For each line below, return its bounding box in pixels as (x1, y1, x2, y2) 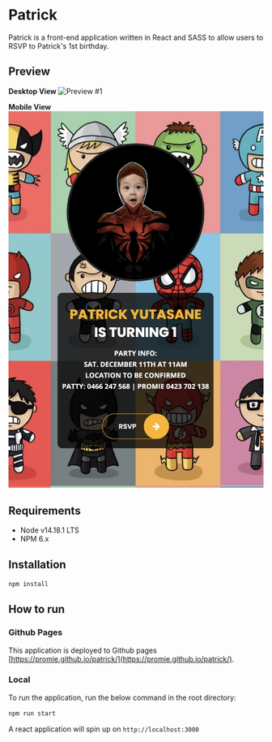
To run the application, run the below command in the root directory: (8, 692, 236, 702)
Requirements (8, 503, 81, 517)
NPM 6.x (19, 534, 49, 544)
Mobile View (8, 101, 51, 111)
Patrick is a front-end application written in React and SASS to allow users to (8, 32, 264, 42)
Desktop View (8, 86, 57, 96)
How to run (8, 602, 66, 616)
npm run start (8, 709, 57, 718)
